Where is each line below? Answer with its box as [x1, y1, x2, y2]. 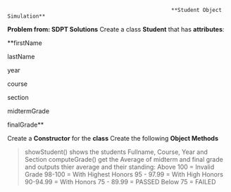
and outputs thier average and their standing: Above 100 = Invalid [24, 162, 215, 171]
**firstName [7, 39, 42, 47]
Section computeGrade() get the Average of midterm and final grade [24, 155, 223, 163]
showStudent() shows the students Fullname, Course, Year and [24, 148, 208, 156]
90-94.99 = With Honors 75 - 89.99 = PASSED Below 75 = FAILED [24, 178, 216, 186]
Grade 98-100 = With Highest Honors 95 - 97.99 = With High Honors [24, 170, 224, 179]
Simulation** [7, 13, 46, 20]
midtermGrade [7, 107, 50, 115]
